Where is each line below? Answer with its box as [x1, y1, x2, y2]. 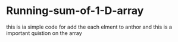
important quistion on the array [6, 29, 82, 36]
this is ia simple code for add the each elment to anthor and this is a [6, 23, 173, 30]
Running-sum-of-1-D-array [6, 4, 144, 17]
